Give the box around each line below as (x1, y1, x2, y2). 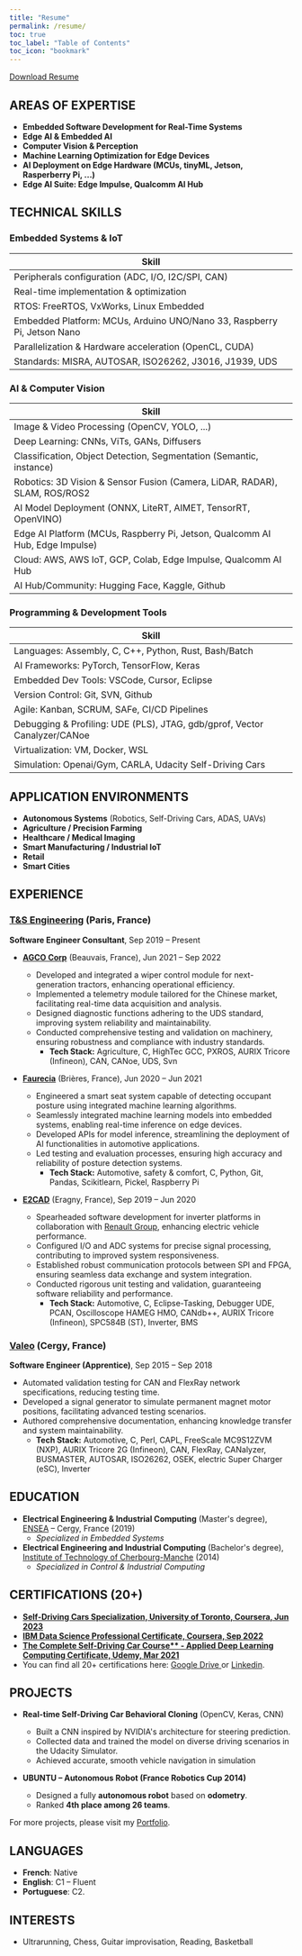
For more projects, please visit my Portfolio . (9, 1817, 171, 1828)
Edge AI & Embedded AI (22, 131, 113, 141)
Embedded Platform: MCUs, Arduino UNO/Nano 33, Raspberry (13, 314, 279, 327)
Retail (22, 851, 45, 862)
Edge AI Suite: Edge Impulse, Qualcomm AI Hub (22, 178, 204, 189)
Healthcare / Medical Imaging (22, 832, 136, 843)
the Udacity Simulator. (35, 1745, 119, 1757)
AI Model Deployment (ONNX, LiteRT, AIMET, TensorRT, (13, 501, 251, 514)
